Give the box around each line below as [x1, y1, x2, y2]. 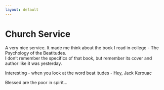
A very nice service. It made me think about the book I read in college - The [5, 45, 159, 51]
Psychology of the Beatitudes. [5, 50, 67, 56]
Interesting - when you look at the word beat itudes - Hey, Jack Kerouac [5, 70, 152, 76]
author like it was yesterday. [5, 60, 62, 66]
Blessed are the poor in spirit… [5, 79, 68, 85]
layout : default [5, 7, 39, 12]
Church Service [5, 28, 71, 39]
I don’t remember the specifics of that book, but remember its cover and [5, 55, 152, 61]
